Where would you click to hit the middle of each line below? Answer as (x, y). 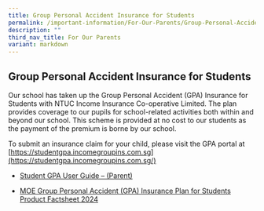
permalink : (26, 23)
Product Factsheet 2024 (59, 199)
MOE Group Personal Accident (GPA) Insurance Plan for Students (125, 191)
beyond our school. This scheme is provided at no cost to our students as (127, 120)
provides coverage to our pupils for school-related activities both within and (131, 111)
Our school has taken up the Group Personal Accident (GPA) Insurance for (128, 95)
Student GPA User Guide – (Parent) (76, 175)
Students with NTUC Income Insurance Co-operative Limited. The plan (123, 104)
